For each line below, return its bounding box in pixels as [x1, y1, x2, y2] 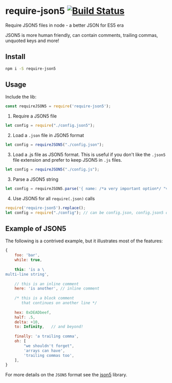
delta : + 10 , [14, 319, 40, 324]
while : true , [14, 257, 42, 263]
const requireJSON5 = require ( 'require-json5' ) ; [5, 104, 111, 109]
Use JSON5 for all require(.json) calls [12, 195, 95, 201]
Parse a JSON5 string [12, 176, 59, 182]
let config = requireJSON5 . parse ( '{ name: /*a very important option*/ [5, 186, 161, 191]
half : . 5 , [14, 315, 36, 320]
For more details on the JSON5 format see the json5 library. [5, 372, 127, 378]
